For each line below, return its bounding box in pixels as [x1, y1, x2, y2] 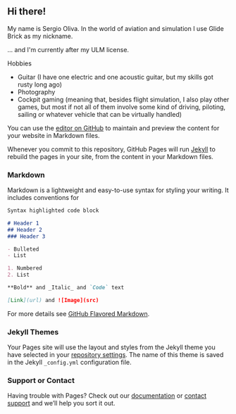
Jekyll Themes [7, 327, 59, 337]
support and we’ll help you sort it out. [7, 399, 116, 408]
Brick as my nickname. [7, 32, 73, 40]
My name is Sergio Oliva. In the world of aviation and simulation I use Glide [7, 24, 224, 32]
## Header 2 [7, 226, 42, 233]
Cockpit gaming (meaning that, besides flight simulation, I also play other [17, 95, 230, 103]
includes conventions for [7, 194, 80, 202]
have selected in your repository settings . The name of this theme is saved [7, 351, 224, 359]
